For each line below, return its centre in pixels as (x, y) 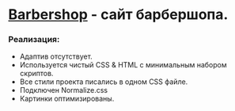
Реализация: (34, 40)
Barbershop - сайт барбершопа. (118, 15)
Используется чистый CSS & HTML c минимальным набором (123, 65)
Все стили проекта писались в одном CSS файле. (104, 82)
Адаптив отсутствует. (56, 56)
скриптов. (36, 74)
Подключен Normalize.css (64, 90)
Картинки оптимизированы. (67, 99)
